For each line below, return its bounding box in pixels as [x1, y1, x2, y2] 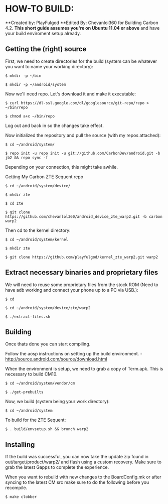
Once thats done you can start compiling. [5, 341, 91, 347]
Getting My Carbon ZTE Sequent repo [5, 174, 84, 180]
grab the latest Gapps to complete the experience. [5, 464, 109, 470]
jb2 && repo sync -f [5, 155, 49, 160]
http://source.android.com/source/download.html [5, 356, 107, 362]
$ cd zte [5, 201, 24, 206]
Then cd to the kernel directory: [5, 227, 71, 233]
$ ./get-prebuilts [5, 390, 44, 395]
